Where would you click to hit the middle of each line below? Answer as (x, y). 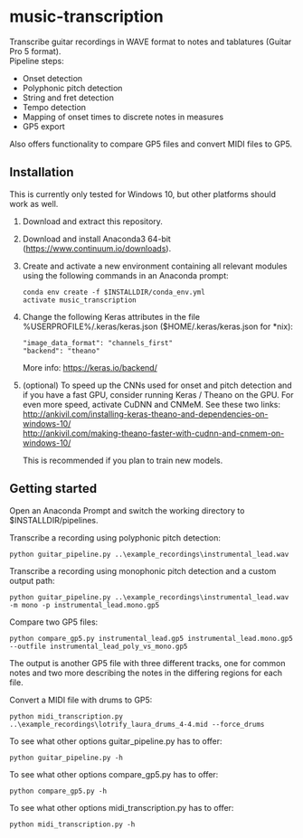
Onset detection (52, 78)
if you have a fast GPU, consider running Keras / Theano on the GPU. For (158, 394)
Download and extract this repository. (92, 221)
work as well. (34, 203)
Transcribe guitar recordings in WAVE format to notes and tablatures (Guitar (151, 42)
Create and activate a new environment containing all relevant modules (155, 266)
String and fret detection (68, 98)
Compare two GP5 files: (54, 622)
